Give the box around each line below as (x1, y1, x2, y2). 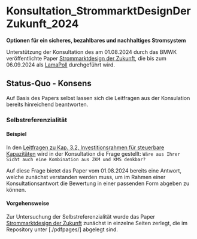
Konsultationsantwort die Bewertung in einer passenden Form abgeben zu (6, 180, 190, 187)
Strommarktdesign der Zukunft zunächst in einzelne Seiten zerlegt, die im (6, 220, 187, 227)
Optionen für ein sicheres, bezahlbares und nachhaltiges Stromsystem (6, 37, 186, 44)
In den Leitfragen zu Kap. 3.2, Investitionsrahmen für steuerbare (6, 144, 165, 151)
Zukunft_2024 (6, 17, 79, 31)
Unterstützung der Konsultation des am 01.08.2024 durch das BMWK (6, 48, 177, 55)
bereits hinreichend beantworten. (6, 101, 89, 108)
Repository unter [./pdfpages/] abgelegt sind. (6, 226, 119, 233)
